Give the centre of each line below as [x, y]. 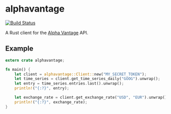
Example [19, 49]
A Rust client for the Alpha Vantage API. [47, 32]
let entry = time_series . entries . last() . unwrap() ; [69, 84]
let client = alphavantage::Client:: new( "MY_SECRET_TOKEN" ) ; [80, 74]
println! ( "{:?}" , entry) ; [42, 88]
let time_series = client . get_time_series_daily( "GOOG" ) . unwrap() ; [87, 79]
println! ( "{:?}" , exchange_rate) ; [51, 102]
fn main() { [18, 69]
